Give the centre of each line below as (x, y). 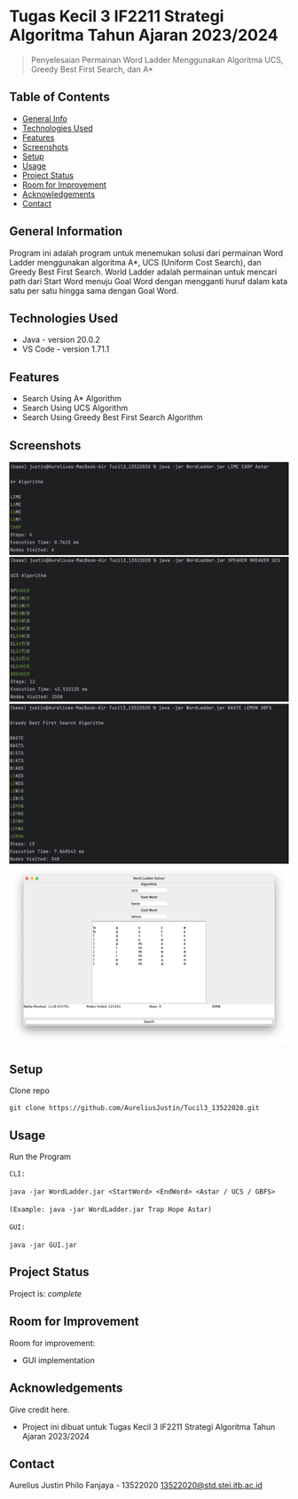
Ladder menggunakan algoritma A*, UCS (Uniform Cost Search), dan (135, 262)
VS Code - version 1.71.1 (66, 349)
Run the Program (40, 1157)
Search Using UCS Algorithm (75, 408)
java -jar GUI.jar (43, 1245)
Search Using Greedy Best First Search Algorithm (112, 417)
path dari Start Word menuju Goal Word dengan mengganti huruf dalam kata (149, 281)
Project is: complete (46, 1293)
